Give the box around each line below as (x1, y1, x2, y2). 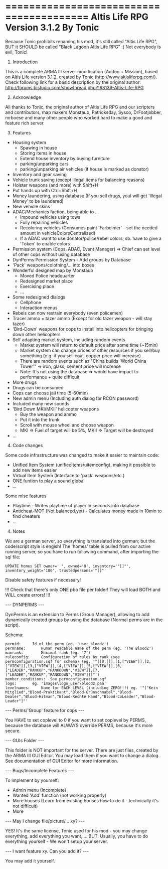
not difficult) (12, 803, 38, 809)
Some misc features (5, 493, 47, 499)
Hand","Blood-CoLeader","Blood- (88, 694, 156, 699)
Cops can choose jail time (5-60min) (12, 390, 88, 396)
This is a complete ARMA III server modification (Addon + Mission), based (5, 68, 158, 74)
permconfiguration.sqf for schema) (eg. (5, 659, 91, 664)
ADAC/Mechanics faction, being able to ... (12, 209, 99, 215)
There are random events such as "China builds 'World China (20, 358, 146, 364)
